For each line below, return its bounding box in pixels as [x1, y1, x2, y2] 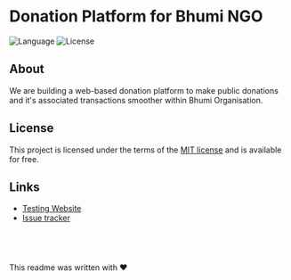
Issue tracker [21, 212, 71, 224]
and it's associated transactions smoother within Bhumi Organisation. [9, 95, 263, 105]
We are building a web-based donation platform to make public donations [9, 85, 279, 95]
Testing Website [21, 203, 82, 214]
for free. [9, 153, 39, 164]
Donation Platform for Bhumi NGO [9, 6, 263, 27]
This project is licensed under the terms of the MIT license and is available [9, 144, 282, 155]
